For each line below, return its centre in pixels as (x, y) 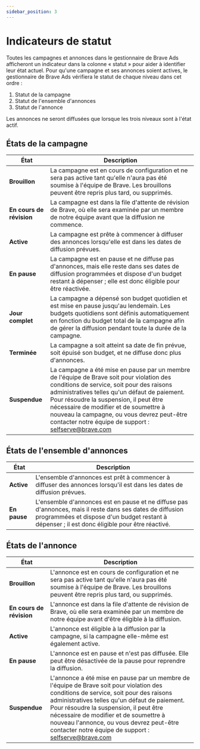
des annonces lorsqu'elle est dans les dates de (116, 242)
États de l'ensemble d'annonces (67, 450)
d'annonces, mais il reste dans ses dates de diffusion (110, 510)
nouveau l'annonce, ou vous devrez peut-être (115, 723)
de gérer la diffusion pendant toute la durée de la (118, 328)
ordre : (14, 83)
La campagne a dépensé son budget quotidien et (119, 298)
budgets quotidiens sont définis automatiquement (120, 313)
